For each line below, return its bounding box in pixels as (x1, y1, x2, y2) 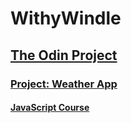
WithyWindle (10, 7, 122, 30)
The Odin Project (10, 47, 118, 64)
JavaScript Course (10, 102, 90, 114)
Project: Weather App (10, 77, 118, 91)
